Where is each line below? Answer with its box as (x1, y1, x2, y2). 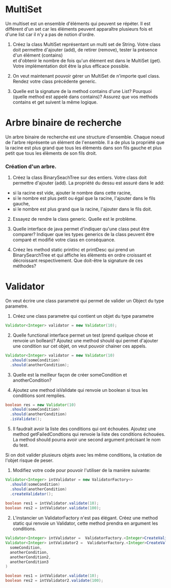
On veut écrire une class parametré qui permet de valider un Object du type (5, 298, 164, 304)
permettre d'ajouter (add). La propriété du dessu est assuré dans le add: (12, 180, 164, 186)
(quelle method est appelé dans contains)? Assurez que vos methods (12, 93, 158, 100)
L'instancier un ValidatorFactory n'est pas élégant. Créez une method (12, 515, 158, 521)
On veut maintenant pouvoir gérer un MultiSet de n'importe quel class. (12, 73, 160, 79)
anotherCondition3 (10, 559, 49, 565)
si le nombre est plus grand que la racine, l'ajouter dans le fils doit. (12, 206, 152, 213)
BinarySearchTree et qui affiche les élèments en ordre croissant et (12, 252, 152, 258)
